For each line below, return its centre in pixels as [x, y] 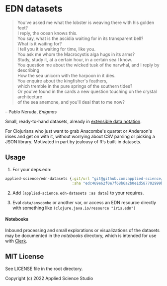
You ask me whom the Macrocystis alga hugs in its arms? [76, 54]
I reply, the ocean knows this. [47, 33]
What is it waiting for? [40, 43]
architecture [30, 97]
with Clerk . [16, 241]
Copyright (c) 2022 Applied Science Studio [49, 278]
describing [28, 70]
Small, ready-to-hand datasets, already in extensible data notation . [73, 121]
